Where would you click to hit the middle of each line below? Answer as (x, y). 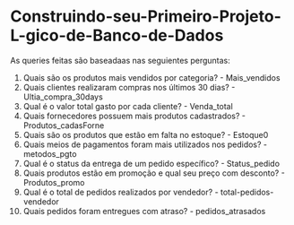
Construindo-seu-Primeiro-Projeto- (146, 17)
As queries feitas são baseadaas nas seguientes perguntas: (121, 60)
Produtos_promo (54, 182)
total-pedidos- (247, 192)
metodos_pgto (50, 153)
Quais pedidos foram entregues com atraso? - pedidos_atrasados (144, 211)
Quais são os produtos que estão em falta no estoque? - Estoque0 (146, 134)
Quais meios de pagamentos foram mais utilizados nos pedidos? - (145, 144)
